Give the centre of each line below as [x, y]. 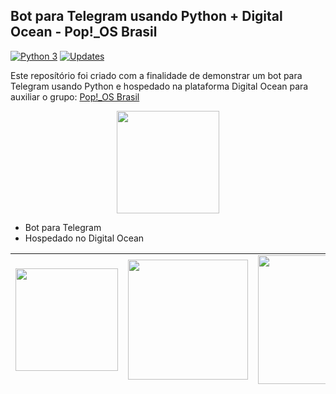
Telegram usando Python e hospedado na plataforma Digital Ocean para [159, 86]
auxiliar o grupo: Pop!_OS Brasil [75, 96]
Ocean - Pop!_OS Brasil [84, 32]
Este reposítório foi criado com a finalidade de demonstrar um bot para [156, 75]
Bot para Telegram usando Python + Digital [146, 16]
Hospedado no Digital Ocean [84, 238]
